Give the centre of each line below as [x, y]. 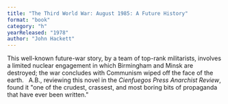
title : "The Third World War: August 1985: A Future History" [98, 13]
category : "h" [27, 26]
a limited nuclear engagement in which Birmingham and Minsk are [100, 66]
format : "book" [29, 20]
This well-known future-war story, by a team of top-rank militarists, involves [114, 58]
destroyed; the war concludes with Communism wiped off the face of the [110, 73]
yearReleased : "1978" [38, 32]
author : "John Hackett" [41, 39]
